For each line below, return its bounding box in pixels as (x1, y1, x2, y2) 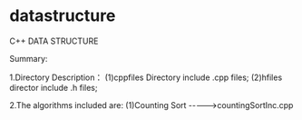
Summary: (9, 53, 48, 64)
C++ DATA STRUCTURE (9, 35, 99, 46)
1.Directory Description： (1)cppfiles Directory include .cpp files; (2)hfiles (9, 72, 283, 83)
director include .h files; (9, 82, 98, 93)
